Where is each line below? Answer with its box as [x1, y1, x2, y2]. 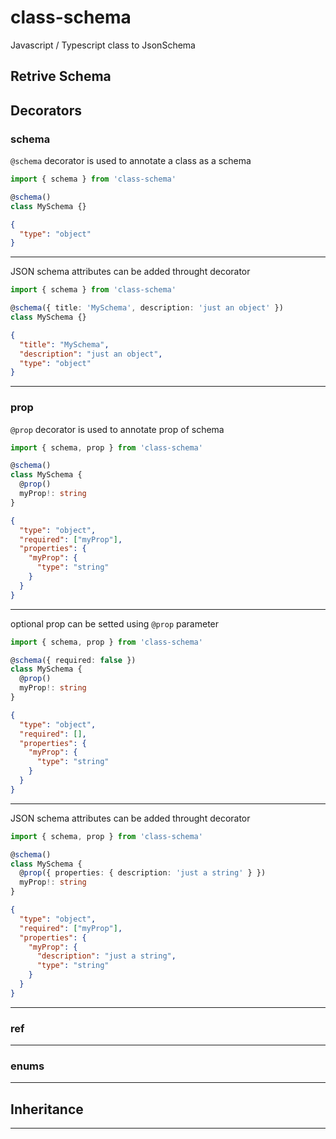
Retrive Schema [10, 68, 112, 85]
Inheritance [10, 1101, 84, 1118]
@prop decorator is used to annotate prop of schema [10, 423, 225, 435]
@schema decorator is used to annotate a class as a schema [10, 155, 252, 167]
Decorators [10, 102, 83, 119]
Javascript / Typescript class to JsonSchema [10, 39, 196, 51]
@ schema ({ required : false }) [10, 655, 137, 665]
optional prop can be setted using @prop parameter [10, 617, 220, 630]
